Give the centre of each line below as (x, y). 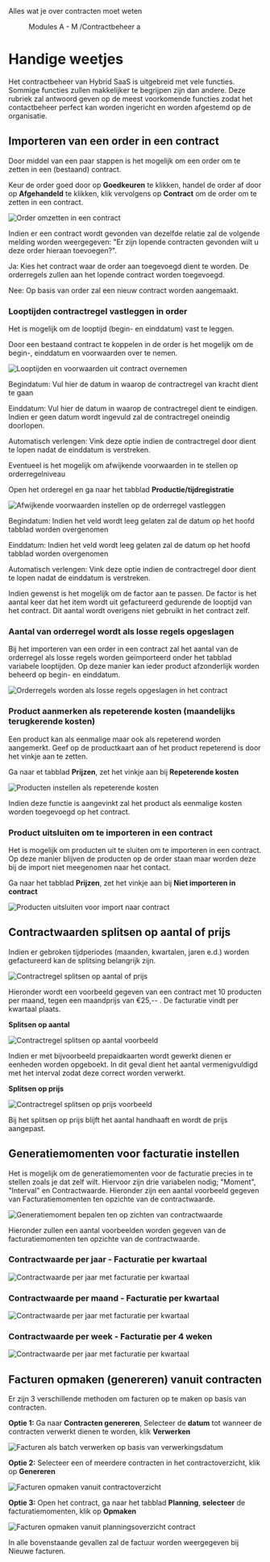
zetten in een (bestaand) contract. (65, 169)
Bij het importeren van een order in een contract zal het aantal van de (124, 649)
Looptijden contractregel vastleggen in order (98, 311)
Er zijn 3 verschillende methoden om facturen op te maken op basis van (128, 1399)
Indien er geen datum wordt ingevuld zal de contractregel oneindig (119, 417)
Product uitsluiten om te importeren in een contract (111, 833)
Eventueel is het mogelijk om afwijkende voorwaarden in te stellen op (123, 466)
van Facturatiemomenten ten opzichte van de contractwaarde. (112, 1199)
